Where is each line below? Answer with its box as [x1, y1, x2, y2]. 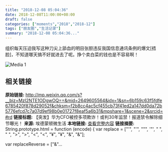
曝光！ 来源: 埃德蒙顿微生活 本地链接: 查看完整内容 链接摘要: [9, 120, 134, 126]
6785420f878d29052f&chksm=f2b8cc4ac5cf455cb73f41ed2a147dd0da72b [5, 103, 162, 109]
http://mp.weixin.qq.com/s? [25, 92, 83, 98]
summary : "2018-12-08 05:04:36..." [5, 31, 80, 36]
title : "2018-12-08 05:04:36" [5, 7, 69, 13]
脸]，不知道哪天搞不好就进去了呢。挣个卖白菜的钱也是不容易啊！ [5, 51, 139, 57]
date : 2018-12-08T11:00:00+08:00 [5, 12, 75, 17]
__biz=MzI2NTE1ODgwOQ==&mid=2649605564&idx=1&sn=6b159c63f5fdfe [5, 97, 162, 103]
